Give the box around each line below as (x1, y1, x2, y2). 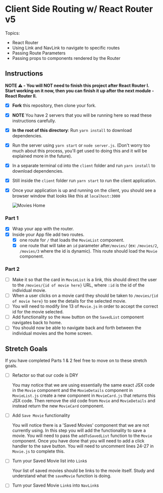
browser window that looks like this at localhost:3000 (12, 193, 120, 199)
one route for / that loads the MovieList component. (19, 237, 125, 243)
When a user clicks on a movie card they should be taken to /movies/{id (12, 293, 158, 299)
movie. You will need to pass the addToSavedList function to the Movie (12, 433, 153, 439)
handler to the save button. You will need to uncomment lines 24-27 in (12, 443, 154, 449)
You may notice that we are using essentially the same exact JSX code (12, 382, 155, 388)
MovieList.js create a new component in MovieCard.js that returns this (12, 392, 156, 398)
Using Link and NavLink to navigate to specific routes (12, 45, 120, 51)
